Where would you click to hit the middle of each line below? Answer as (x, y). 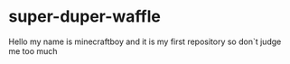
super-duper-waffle (85, 17)
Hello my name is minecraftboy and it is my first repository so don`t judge (145, 41)
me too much (33, 50)
